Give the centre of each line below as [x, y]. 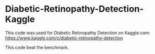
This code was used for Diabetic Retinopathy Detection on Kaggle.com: [78, 33]
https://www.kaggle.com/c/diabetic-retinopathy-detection [64, 38]
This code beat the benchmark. [37, 47]
